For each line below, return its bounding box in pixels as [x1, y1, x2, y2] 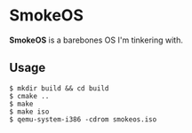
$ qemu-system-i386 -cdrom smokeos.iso [9, 114, 157, 124]
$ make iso [9, 107, 50, 116]
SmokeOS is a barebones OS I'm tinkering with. [9, 35, 184, 45]
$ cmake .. [9, 91, 50, 100]
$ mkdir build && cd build [9, 83, 109, 93]
